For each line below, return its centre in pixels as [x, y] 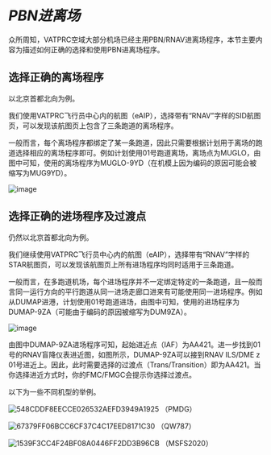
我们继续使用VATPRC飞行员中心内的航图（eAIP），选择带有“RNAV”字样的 [129, 254]
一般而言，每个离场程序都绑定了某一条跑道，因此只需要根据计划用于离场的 [132, 143]
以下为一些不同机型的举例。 [54, 391]
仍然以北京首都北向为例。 [51, 237]
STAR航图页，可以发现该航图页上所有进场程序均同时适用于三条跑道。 [123, 264]
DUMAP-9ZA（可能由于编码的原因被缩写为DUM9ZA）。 [100, 312]
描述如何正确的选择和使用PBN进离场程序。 [93, 49]
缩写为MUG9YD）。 [40, 172]
